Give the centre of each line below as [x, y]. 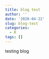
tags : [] [14, 37]
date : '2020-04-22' [25, 19]
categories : [17, 28]
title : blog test [23, 10]
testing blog [17, 51]
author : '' [16, 14]
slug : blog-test [22, 23]
